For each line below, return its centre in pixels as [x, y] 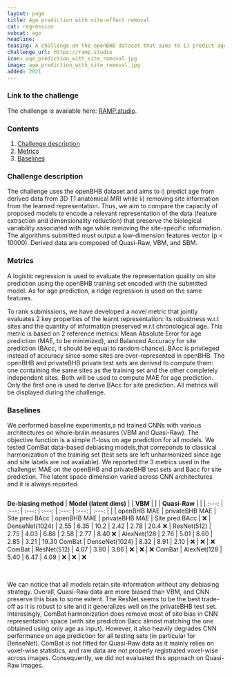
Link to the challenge [43, 95]
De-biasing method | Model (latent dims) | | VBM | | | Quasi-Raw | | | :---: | [115, 503]
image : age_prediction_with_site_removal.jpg [74, 65]
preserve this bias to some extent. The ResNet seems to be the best [104, 599]
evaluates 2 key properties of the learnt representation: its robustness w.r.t [113, 318]
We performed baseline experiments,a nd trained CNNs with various [104, 425]
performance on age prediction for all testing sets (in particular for [101, 636]
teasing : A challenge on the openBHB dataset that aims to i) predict [111, 46]
